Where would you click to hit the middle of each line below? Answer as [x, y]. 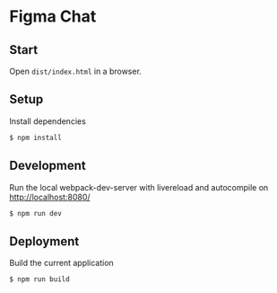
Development [48, 166]
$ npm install [36, 138]
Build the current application [61, 263]
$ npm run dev [36, 213]
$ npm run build [39, 280]
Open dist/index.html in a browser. [75, 71]
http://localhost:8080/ [50, 197]
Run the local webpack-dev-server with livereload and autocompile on [139, 187]
